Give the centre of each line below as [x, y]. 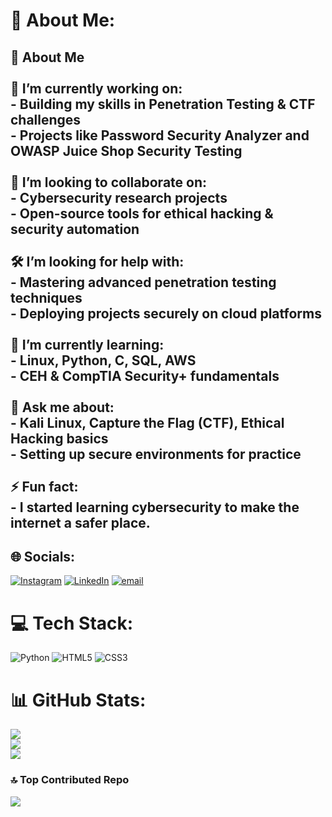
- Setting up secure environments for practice [156, 454]
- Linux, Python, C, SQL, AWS [103, 360]
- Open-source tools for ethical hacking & [142, 213]
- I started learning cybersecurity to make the [155, 507]
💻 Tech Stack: [72, 623]
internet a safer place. [80, 522]
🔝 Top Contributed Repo [70, 780]
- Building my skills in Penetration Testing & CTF [163, 104]
